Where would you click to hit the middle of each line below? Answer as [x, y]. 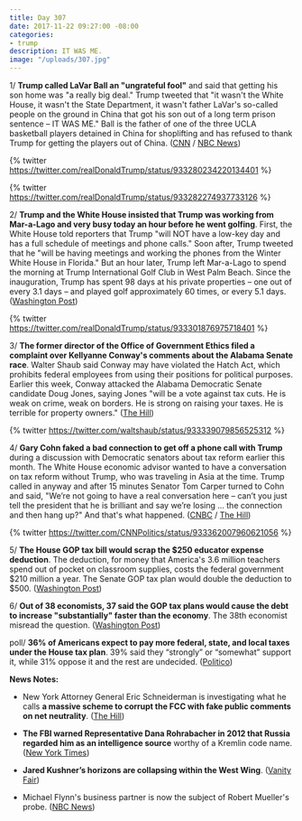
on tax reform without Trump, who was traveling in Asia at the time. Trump [147, 476]
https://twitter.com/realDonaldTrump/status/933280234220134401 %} [141, 170]
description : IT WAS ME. [56, 51]
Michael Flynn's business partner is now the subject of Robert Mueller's [156, 797]
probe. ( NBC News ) [59, 807]
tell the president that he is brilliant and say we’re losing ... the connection [146, 505]
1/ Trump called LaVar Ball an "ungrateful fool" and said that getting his [144, 85]
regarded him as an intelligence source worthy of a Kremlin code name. [157, 743]
